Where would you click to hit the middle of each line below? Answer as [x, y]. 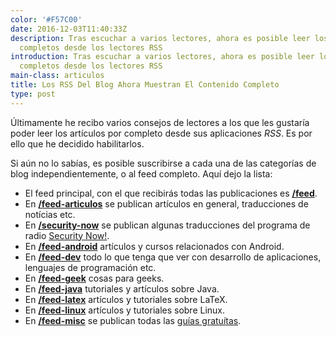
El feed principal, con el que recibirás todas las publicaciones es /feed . [171, 193]
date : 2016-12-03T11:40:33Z [69, 29]
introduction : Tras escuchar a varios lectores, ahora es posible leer [162, 57]
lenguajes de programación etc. [90, 267]
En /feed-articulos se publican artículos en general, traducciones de [166, 203]
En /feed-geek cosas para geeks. [94, 278]
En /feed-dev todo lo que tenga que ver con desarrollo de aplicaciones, [173, 257]
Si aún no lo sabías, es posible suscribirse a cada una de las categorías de [163, 163]
